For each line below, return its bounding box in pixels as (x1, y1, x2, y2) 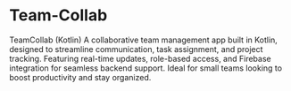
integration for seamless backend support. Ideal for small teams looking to (9, 63, 283, 73)
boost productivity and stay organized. (9, 72, 152, 82)
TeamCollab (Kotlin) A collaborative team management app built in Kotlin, (9, 34, 279, 45)
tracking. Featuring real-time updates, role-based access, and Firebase (9, 53, 271, 64)
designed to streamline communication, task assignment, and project (9, 43, 263, 54)
